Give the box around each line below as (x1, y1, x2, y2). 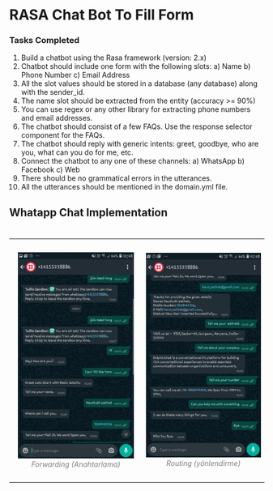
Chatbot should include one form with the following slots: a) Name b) (20, 62, 251, 71)
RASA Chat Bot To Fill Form (9, 6, 194, 24)
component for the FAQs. (20, 130, 105, 140)
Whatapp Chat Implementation (9, 205, 168, 220)
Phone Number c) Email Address (20, 70, 130, 80)
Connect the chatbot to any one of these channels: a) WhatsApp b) (20, 156, 245, 166)
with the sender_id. (20, 88, 86, 97)
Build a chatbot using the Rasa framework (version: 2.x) (20, 53, 207, 62)
